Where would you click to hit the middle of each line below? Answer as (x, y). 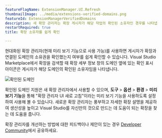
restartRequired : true (28, 28)
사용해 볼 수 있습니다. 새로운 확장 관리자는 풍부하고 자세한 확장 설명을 (79, 102)
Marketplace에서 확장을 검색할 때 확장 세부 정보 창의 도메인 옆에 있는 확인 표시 (79, 63)
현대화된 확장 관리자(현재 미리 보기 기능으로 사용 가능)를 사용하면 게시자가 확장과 (81, 51)
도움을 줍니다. (28, 114)
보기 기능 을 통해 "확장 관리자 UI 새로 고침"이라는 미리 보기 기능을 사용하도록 (76, 96)
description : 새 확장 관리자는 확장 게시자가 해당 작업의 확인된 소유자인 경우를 (75, 23)
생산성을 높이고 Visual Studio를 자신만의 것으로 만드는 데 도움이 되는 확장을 (81, 108)
